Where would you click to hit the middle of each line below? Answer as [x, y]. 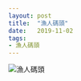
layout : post [30, 16]
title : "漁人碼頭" [38, 23]
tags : [17, 38]
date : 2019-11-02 [41, 30]
